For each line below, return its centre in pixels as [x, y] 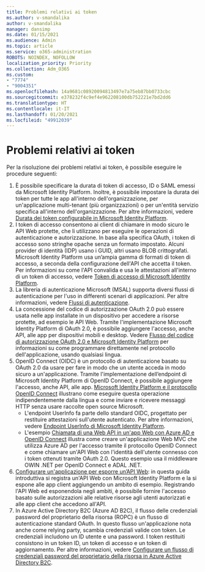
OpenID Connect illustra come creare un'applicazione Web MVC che [111, 439]
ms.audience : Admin [31, 40]
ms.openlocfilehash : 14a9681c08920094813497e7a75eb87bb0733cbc [89, 92]
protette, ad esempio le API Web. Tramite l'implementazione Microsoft [103, 322]
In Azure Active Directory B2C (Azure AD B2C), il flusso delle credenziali [106, 511]
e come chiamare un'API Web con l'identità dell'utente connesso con [111, 452]
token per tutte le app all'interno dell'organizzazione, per [87, 199]
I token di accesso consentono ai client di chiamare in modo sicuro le [102, 225]
